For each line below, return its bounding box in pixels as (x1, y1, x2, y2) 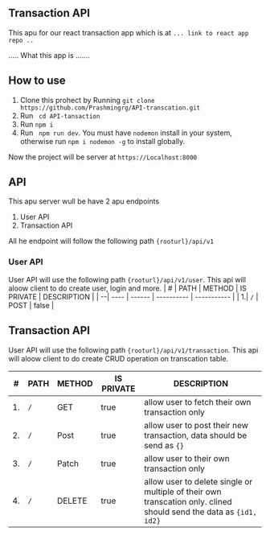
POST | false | (8, 300, 55, 310)
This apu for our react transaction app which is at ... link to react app (8, 27, 249, 37)
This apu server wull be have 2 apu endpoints (8, 196, 160, 206)
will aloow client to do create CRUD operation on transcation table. (8, 353, 229, 363)
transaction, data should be (144, 430, 247, 441)
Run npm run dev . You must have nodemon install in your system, (19, 128, 233, 138)
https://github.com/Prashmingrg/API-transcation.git (19, 104, 201, 112)
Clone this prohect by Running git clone (19, 95, 155, 105)
